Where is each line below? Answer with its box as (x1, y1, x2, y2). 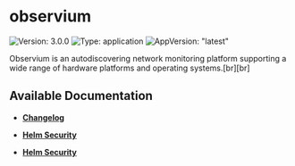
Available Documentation (9, 88, 154, 104)
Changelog (21, 112, 65, 122)
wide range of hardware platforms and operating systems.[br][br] (9, 62, 250, 73)
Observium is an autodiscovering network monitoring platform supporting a (9, 53, 287, 63)
